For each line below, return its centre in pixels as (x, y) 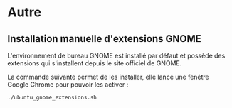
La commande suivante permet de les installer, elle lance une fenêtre (109, 77)
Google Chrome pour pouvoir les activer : (68, 85)
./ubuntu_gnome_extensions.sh (52, 97)
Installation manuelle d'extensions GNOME (104, 39)
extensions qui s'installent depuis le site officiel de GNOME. (95, 63)
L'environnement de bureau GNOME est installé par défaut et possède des (116, 55)
